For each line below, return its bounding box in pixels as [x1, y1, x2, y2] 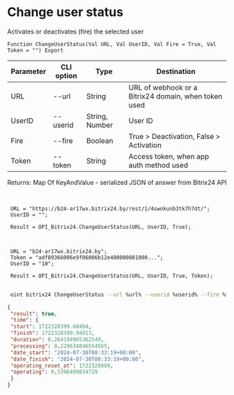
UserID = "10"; [10, 260, 54, 267]
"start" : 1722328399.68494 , [10, 323, 92, 330]
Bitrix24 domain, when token [128, 91, 223, 101]
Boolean [86, 135, 114, 145]
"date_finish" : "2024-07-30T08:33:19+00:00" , [10, 355, 145, 363]
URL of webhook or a [128, 82, 198, 92]
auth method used [128, 160, 188, 170]
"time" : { [10, 317, 39, 324]
